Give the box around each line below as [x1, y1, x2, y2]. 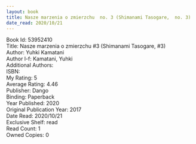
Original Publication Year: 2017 [6, 106, 82, 114]
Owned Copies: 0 [6, 131, 50, 139]
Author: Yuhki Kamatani [6, 49, 65, 56]
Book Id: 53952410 [6, 36, 53, 44]
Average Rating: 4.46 [6, 81, 59, 88]
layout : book [6, 8, 39, 15]
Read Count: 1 [6, 125, 41, 132]
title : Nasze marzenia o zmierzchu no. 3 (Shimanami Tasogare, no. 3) [6, 14, 191, 20]
